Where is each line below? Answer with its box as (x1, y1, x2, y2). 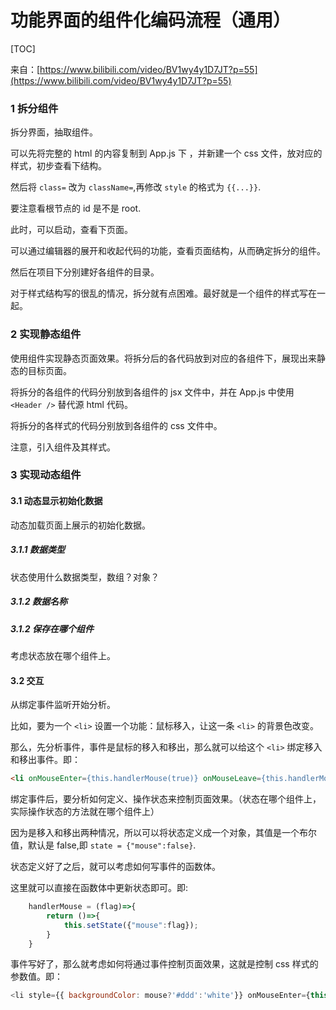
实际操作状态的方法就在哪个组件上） (10, 806, 160, 818)
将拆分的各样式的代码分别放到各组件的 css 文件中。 (10, 419, 223, 431)
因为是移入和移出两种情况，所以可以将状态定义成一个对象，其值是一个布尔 (10, 827, 317, 839)
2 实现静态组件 (10, 327, 82, 341)
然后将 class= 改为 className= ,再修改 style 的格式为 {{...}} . (10, 181, 262, 193)
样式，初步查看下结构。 (10, 160, 107, 172)
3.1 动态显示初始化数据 (10, 495, 103, 507)
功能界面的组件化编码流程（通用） (10, 9, 292, 32)
